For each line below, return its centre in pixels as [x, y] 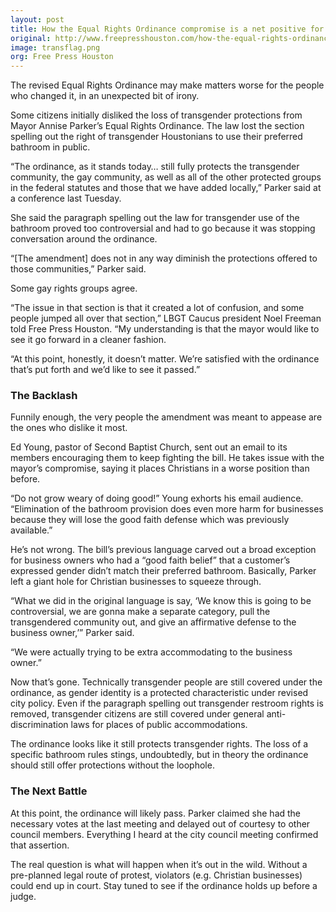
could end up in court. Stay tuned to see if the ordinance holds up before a [164, 885]
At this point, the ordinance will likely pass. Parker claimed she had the [156, 813]
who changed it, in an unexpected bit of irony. [105, 96]
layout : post [37, 19]
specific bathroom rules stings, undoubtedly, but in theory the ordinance [159, 755]
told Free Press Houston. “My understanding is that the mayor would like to [165, 329]
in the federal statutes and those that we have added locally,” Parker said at [166, 188]
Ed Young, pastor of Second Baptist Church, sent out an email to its [149, 447]
